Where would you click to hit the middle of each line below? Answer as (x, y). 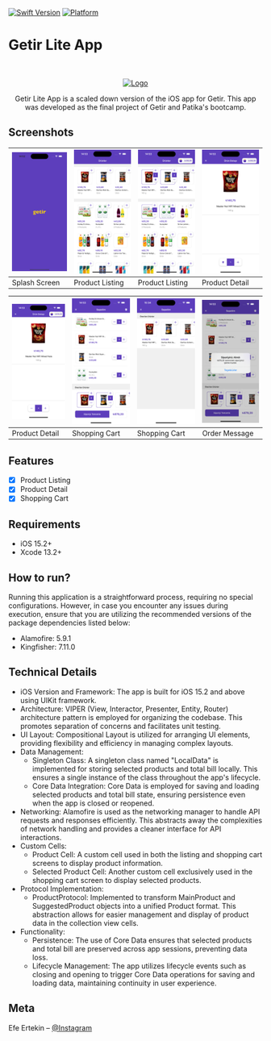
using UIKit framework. (58, 700)
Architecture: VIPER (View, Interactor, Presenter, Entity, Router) (124, 709)
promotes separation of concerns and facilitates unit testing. (121, 726)
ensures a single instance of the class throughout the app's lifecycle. (146, 777)
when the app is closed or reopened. (93, 803)
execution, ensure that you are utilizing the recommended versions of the (130, 614)
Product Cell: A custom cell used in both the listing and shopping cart (147, 854)
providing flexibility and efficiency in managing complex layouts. (127, 743)
